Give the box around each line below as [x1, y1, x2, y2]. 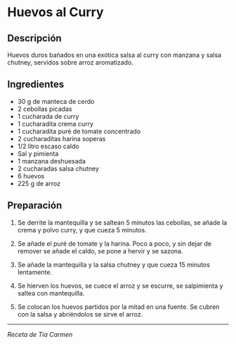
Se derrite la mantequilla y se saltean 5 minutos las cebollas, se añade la [17, 218, 228, 227]
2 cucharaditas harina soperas [17, 134, 106, 143]
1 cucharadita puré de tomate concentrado [17, 127, 141, 135]
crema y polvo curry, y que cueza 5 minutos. [17, 225, 147, 234]
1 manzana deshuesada [17, 157, 86, 165]
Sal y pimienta [17, 149, 59, 158]
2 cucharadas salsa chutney [17, 164, 100, 173]
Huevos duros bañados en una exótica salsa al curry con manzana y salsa [7, 51, 222, 59]
